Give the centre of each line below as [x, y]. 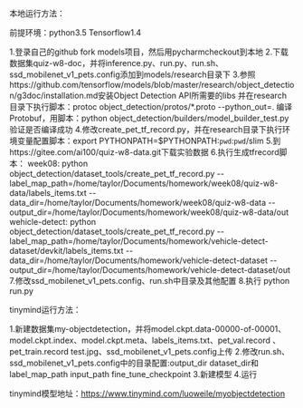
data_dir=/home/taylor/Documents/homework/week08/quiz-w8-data [138, 203]
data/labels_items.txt [48, 193]
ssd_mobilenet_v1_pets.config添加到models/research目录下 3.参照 [133, 74]
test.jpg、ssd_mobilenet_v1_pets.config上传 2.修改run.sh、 [180, 351]
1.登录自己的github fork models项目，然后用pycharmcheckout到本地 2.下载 [149, 52]
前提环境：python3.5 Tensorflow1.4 [76, 33]
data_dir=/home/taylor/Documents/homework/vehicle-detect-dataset [139, 260]
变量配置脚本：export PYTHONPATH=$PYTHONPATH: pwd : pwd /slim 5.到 [149, 141]
